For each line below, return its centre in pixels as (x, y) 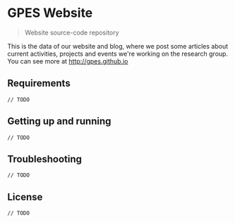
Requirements (39, 84)
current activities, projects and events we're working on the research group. (117, 54)
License (25, 197)
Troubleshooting (45, 159)
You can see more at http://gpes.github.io (68, 61)
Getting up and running (59, 121)
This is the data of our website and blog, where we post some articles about (118, 46)
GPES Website (50, 13)
